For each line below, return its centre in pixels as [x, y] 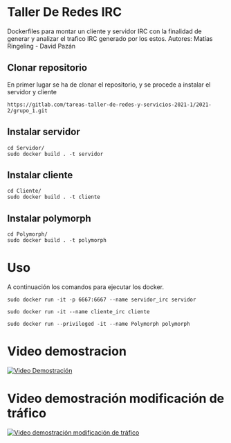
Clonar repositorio [47, 68]
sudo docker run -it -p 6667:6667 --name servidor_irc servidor [102, 300]
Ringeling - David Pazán [41, 46]
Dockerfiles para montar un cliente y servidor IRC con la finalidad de [104, 31]
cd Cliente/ [24, 191]
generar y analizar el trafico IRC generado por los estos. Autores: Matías [110, 38]
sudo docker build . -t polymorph [57, 241]
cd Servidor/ [26, 148]
